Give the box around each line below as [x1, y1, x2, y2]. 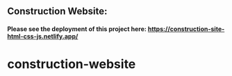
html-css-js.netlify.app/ [7, 32, 78, 40]
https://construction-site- [147, 24, 225, 33]
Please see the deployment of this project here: [7, 24, 147, 33]
